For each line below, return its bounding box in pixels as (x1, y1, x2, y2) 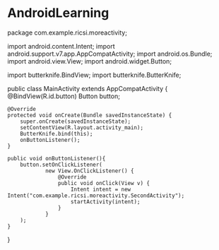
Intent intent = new (70, 186, 131, 193)
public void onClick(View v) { (57, 179, 150, 186)
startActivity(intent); (70, 198, 141, 206)
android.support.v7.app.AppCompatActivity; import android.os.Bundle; (7, 49, 213, 58)
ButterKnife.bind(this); (20, 130, 93, 137)
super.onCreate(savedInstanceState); (20, 118, 131, 125)
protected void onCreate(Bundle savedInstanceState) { (7, 112, 172, 119)
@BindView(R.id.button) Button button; (7, 92, 120, 100)
